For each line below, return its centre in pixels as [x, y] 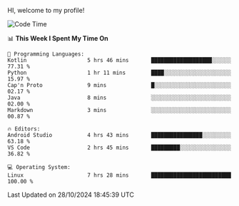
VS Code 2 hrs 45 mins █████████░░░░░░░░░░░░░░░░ [119, 148]
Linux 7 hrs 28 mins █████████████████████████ [119, 175]
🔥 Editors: [24, 129]
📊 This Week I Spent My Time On [58, 38]
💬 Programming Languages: [46, 54]
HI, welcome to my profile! [46, 10]
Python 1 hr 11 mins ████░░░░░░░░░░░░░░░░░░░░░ [119, 73]
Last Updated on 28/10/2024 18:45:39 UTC [71, 195]
